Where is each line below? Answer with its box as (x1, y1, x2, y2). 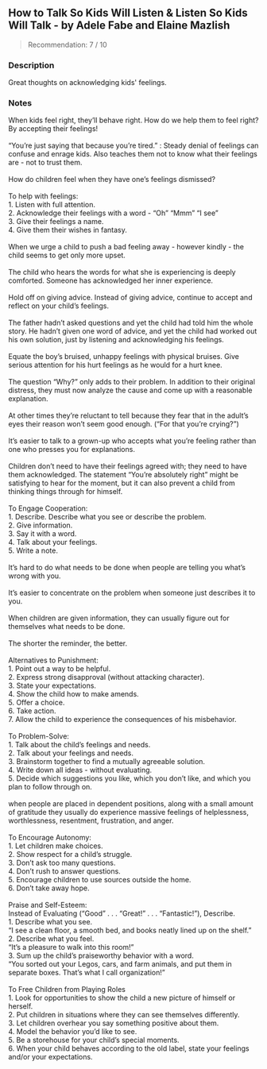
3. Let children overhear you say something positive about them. (8, 1018, 219, 1028)
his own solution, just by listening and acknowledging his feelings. (8, 335, 224, 345)
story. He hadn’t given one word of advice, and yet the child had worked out (8, 326, 257, 336)
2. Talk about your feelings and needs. (8, 748, 133, 758)
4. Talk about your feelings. (8, 538, 98, 547)
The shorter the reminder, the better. (8, 639, 128, 648)
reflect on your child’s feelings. (8, 301, 110, 311)
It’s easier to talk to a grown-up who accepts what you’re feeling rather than (8, 436, 257, 446)
